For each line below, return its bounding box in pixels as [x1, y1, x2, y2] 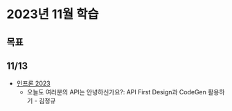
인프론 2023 [16, 79, 51, 87]
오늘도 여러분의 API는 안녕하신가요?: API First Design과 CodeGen [26, 88, 207, 96]
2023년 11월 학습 [6, 6, 99, 22]
